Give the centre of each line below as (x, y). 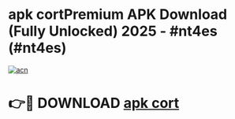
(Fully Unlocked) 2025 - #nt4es (113, 31)
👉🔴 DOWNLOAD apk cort (94, 103)
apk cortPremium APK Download (117, 15)
